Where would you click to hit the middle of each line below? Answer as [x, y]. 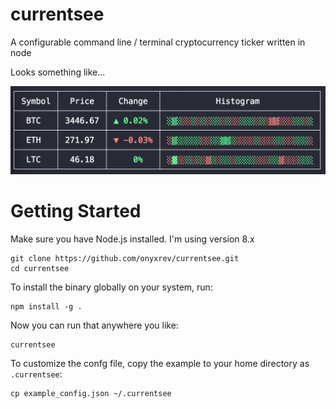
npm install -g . [46, 306]
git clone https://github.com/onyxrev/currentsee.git [125, 258]
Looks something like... [58, 72]
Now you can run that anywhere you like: [94, 325]
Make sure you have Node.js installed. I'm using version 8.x [132, 239]
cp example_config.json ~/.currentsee [91, 393]
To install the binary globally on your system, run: [111, 287]
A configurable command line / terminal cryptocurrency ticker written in [158, 42]
